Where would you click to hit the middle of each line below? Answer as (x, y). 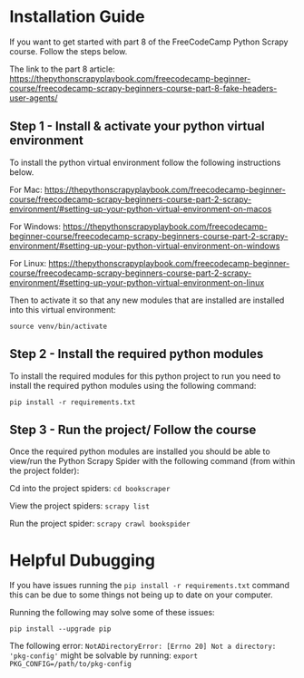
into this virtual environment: (63, 309)
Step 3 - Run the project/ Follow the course (133, 429)
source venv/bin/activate (58, 326)
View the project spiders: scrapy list (79, 506)
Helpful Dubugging (83, 560)
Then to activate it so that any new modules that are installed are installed (147, 300)
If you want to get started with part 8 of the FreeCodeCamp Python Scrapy (149, 42)
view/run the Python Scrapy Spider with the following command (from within (152, 461)
